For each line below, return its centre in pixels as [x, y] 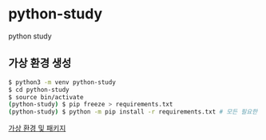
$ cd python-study [39, 90]
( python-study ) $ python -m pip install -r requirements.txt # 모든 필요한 [133, 112]
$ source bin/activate [46, 97]
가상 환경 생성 [40, 64]
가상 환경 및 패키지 [37, 128]
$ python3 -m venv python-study [62, 82]
